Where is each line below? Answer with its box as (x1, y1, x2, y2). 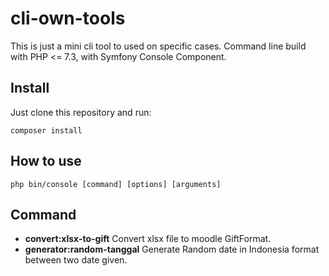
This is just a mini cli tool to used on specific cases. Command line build (10, 40, 307, 52)
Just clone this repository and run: (10, 106, 152, 118)
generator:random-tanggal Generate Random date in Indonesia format (24, 243, 320, 256)
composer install (10, 125, 83, 136)
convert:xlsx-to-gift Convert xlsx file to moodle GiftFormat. (24, 233, 272, 245)
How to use (10, 153, 82, 170)
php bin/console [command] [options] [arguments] (10, 179, 222, 189)
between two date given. (24, 254, 128, 266)
